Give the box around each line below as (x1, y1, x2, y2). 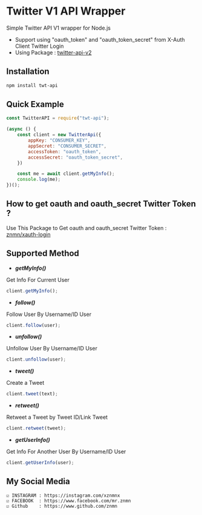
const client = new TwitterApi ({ (17, 132, 102, 138)
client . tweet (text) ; (6, 391, 59, 397)
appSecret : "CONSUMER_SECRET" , (28, 143, 107, 149)
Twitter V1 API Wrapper (6, 4, 126, 18)
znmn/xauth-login (6, 231, 51, 238)
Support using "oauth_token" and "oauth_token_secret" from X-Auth (15, 36, 186, 43)
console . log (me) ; (17, 177, 61, 183)
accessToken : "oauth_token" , (28, 148, 102, 155)
